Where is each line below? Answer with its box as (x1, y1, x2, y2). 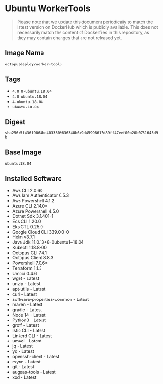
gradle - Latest (12, 307, 42, 313)
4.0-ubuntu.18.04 (12, 94, 48, 99)
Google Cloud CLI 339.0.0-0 (12, 229, 69, 235)
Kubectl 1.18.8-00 (12, 245, 47, 250)
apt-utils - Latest (12, 286, 46, 292)
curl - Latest (12, 291, 37, 297)
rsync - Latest (12, 359, 41, 364)
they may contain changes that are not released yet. (17, 35, 122, 41)
